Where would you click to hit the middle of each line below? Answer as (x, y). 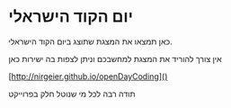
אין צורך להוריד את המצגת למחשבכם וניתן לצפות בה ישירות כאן (115, 58)
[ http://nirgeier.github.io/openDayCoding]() (88, 76)
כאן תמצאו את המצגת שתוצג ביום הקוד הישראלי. (90, 41)
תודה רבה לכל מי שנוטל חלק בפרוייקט (72, 94)
